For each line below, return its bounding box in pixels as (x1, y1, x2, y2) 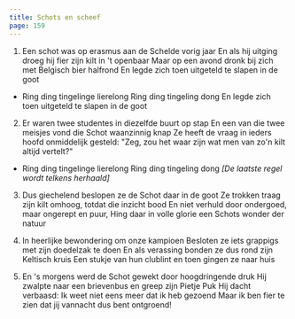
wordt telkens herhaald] (21, 172, 111, 183)
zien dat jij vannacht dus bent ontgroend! (21, 299, 173, 310)
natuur (21, 218, 47, 229)
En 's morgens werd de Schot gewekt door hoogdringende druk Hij (21, 271, 268, 282)
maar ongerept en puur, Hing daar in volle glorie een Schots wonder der (21, 208, 285, 219)
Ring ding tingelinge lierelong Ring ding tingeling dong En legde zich (21, 90, 272, 102)
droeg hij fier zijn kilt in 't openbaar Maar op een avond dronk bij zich (21, 55, 274, 66)
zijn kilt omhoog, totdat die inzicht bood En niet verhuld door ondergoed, (21, 198, 288, 209)
